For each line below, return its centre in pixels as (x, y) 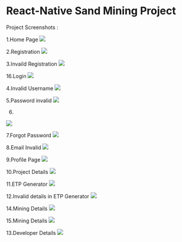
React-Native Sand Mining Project (91, 11)
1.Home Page (22, 39)
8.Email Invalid (24, 147)
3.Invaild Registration (32, 64)
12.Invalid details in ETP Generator (48, 196)
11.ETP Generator (27, 184)
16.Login (16, 76)
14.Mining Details (27, 208)
